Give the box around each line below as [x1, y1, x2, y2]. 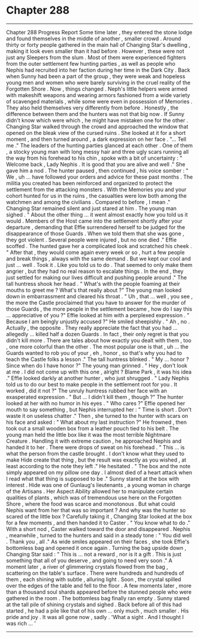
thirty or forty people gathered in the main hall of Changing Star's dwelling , [6, 41, 191, 48]
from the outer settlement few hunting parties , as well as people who [6, 60, 176, 67]
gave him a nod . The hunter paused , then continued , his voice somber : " [6, 167, 188, 174]
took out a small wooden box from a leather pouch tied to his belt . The [6, 424, 179, 432]
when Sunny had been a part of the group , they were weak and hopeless [6, 72, 185, 80]
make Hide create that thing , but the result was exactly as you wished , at [6, 456, 187, 463]
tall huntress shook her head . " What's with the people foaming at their [6, 280, 181, 287]
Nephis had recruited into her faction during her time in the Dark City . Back [6, 66, 191, 73]
